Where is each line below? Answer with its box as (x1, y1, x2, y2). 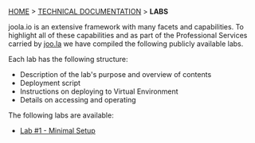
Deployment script (19, 79, 81, 87)
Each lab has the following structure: (8, 55, 129, 64)
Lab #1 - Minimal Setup (19, 126, 96, 135)
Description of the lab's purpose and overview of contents (19, 70, 212, 79)
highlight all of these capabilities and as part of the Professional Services (8, 31, 248, 40)
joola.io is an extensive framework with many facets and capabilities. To (8, 22, 245, 31)
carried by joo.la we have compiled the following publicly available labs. (8, 39, 244, 48)
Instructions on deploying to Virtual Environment (19, 87, 178, 96)
